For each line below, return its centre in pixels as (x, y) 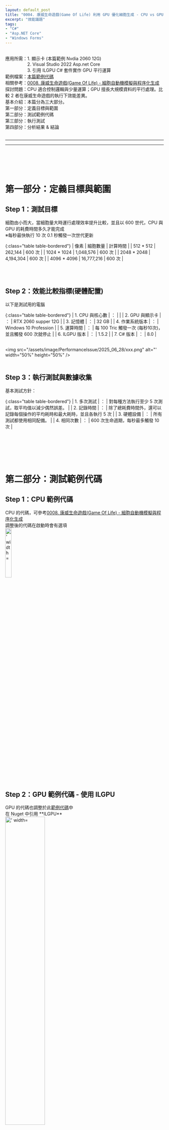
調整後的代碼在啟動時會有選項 (36, 525)
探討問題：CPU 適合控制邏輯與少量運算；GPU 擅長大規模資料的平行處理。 (82, 89)
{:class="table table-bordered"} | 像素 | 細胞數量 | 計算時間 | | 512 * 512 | (80, 246)
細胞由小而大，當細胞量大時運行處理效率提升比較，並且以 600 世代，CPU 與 (84, 222)
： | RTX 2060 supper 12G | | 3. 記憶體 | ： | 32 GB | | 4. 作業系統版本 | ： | (82, 321)
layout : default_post (28, 10)
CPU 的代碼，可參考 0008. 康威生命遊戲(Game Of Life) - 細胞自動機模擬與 (81, 512)
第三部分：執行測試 (25, 121)
